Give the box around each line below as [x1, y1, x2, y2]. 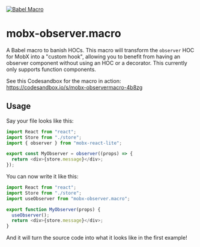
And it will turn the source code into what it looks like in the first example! [6, 234, 187, 242]
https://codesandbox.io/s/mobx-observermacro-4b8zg [6, 84, 143, 91]
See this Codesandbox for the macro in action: [6, 77, 121, 84]
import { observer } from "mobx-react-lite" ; [6, 140, 122, 146]
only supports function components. [6, 66, 96, 73]
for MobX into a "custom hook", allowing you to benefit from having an [6, 53, 181, 60]
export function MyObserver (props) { [6, 206, 101, 213]
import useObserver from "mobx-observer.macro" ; [6, 195, 130, 201]
